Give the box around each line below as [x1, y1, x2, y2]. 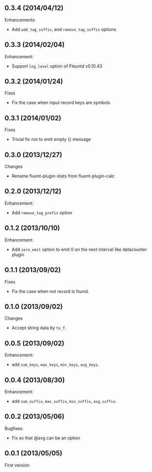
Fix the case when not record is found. [11, 288, 89, 294]
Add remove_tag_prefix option [11, 210, 73, 215]
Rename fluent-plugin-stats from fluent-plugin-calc [11, 173, 115, 179]
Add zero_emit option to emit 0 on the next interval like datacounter [11, 246, 147, 252]
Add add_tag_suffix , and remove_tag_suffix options [11, 26, 116, 32]
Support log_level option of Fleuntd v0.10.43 [11, 63, 103, 69]
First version [4, 462, 30, 468]
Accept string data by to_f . [11, 325, 66, 331]
